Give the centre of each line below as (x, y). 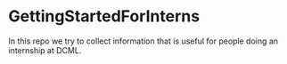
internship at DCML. (45, 50)
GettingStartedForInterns (104, 16)
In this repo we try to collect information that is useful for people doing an (143, 41)
